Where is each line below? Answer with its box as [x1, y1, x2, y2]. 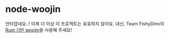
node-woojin [5, 3, 61, 15]
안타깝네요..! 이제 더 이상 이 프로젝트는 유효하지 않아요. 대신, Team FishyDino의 [5, 20, 164, 26]
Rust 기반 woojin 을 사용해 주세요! [5, 26, 73, 33]
